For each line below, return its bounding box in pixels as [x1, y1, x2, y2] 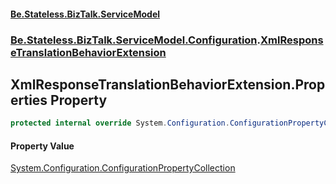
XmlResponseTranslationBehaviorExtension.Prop [10, 76, 326, 93]
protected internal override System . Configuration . [10, 118, 230, 129]
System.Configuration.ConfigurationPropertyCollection [10, 162, 236, 174]
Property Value [10, 140, 75, 152]
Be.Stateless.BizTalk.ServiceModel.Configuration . [10, 33, 262, 47]
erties [10, 91, 48, 109]
